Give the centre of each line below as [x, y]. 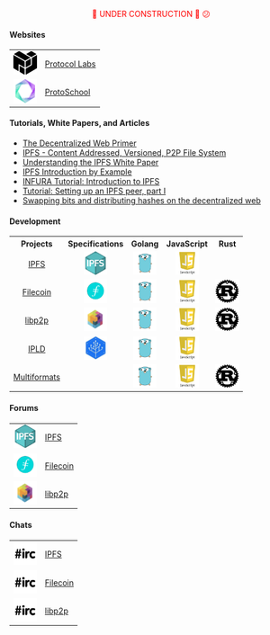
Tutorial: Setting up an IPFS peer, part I [94, 191]
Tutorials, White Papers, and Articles [80, 123]
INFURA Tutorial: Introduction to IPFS [91, 181]
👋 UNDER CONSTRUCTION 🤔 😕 [151, 14]
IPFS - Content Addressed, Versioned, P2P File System [124, 152]
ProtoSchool [67, 92]
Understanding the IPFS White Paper [90, 162]
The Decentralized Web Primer [79, 143]
